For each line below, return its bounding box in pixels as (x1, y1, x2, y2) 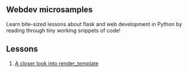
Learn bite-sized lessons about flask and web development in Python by (6, 20, 182, 27)
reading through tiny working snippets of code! (6, 27, 121, 34)
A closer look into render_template (14, 59, 99, 67)
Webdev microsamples (6, 5, 93, 15)
